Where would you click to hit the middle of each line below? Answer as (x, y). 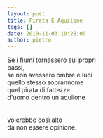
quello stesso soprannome (46, 82)
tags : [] (20, 27)
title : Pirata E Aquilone (45, 20)
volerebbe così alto (35, 120)
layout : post (26, 14)
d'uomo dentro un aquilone (46, 98)
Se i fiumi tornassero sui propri (51, 60)
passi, (16, 68)
